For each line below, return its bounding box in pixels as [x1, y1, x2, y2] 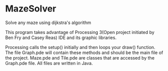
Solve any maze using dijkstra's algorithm [5, 19, 91, 25]
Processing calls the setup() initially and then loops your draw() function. [5, 44, 155, 50]
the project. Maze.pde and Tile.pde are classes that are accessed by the [5, 54, 154, 60]
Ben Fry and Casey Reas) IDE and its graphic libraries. [5, 34, 117, 40]
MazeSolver [5, 3, 57, 14]
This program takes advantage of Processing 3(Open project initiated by [5, 29, 154, 35]
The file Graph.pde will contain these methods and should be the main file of [5, 49, 163, 55]
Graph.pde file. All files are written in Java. [5, 60, 93, 66]
